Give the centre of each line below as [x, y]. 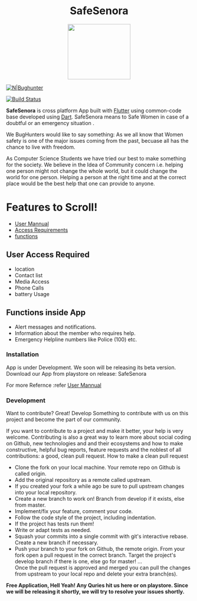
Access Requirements [41, 230]
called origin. [30, 474]
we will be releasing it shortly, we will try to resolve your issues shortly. [95, 592]
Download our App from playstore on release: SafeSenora [76, 373]
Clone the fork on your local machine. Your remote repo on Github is [98, 468]
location [24, 269]
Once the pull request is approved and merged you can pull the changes [102, 568]
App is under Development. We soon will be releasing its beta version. [91, 367]
